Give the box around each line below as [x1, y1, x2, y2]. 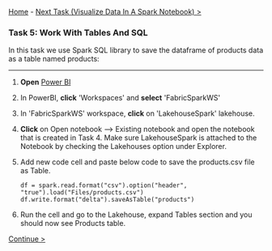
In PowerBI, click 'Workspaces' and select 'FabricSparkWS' [19, 93, 221, 103]
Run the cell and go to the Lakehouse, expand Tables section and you [19, 210, 253, 219]
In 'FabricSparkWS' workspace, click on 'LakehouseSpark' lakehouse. [19, 108, 255, 118]
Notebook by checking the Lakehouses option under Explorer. [19, 142, 227, 151]
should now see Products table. [19, 219, 126, 228]
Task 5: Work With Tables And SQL [8, 27, 148, 38]
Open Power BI [19, 77, 71, 87]
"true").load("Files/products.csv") [19, 189, 144, 197]
